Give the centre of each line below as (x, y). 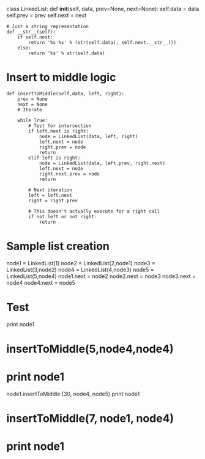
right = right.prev (53, 200)
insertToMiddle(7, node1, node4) (90, 419)
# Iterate (30, 109)
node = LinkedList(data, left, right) (88, 136)
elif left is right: (54, 158)
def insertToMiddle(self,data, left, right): (65, 94)
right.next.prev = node (69, 174)
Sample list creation (58, 246)
